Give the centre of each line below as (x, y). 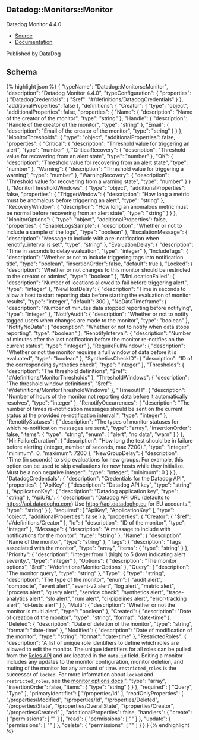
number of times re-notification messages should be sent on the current (94, 409)
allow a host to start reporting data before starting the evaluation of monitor (99, 295)
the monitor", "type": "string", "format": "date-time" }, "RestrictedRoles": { (97, 636)
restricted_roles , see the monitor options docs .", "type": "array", (86, 681)
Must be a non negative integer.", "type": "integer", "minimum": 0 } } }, (92, 472)
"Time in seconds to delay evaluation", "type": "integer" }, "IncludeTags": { (97, 251)
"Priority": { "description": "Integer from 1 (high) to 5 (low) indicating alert (96, 554)
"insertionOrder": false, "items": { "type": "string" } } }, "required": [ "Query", (99, 687)
